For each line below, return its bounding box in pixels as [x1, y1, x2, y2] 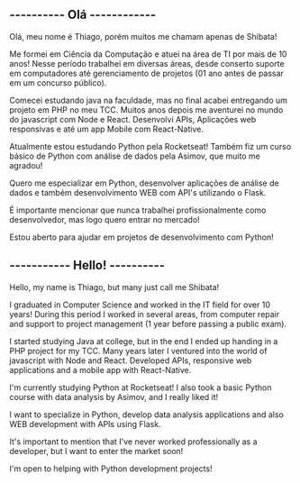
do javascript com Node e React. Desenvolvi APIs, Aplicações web [9, 114, 257, 124]
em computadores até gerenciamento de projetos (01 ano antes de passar [9, 68, 284, 78]
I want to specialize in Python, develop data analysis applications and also [9, 409, 284, 420]
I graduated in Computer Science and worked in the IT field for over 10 [9, 299, 270, 310]
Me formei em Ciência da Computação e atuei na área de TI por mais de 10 [9, 49, 287, 59]
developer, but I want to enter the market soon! [9, 445, 184, 456]
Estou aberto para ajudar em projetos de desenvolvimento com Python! [9, 232, 274, 242]
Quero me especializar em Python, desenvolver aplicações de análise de [9, 178, 279, 188]
